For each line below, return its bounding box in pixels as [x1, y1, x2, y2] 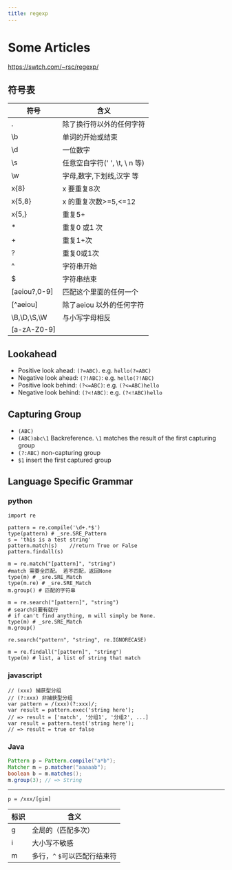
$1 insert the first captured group [17, 456, 112, 464]
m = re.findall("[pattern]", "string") [8, 648, 123, 655]
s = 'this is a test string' [8, 536, 92, 543]
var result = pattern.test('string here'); [8, 720, 135, 727]
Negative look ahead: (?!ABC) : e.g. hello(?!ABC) [17, 374, 155, 382]
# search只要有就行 [8, 606, 59, 613]
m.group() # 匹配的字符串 [8, 586, 76, 594]
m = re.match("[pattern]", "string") [8, 560, 116, 567]
